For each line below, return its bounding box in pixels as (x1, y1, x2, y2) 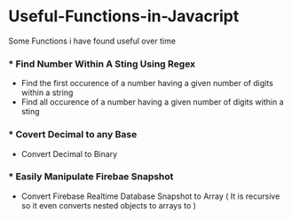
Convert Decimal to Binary (20, 148, 118, 159)
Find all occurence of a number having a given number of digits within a (20, 97, 284, 107)
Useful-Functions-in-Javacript (8, 6, 240, 27)
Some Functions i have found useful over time (8, 35, 177, 46)
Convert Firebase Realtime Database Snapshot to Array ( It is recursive (20, 191, 280, 201)
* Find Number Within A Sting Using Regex (8, 58, 196, 70)
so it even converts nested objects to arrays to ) (20, 200, 197, 210)
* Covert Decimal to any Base (8, 129, 138, 141)
